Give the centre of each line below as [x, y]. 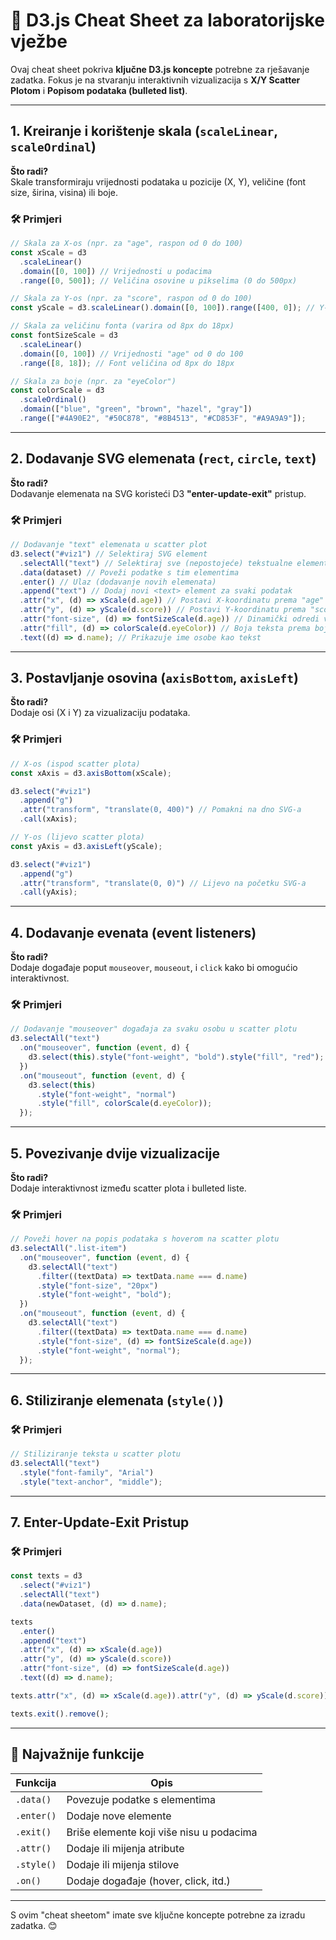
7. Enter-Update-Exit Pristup [100, 1522]
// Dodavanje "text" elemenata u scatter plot [109, 545]
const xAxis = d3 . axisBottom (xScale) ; [91, 773]
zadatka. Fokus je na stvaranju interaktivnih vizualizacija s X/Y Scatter [155, 80]
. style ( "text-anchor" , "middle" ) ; [91, 1482]
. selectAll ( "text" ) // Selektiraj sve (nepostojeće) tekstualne [156, 563]
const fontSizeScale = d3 [64, 335]
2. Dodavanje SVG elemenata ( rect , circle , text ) [163, 459]
